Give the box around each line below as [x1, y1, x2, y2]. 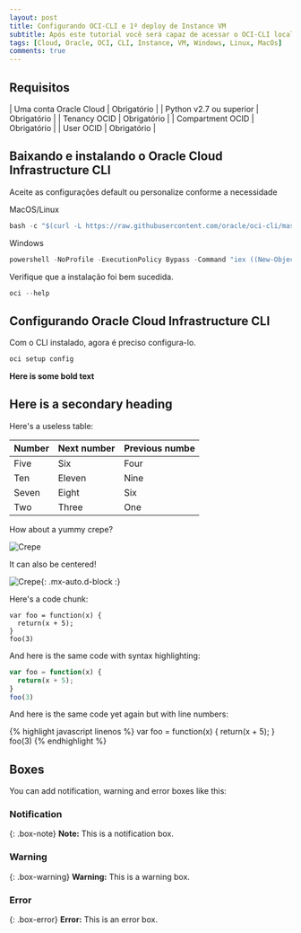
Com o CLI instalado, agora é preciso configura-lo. [9, 338, 197, 348]
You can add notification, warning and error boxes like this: [9, 786, 227, 797]
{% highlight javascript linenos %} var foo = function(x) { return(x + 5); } [9, 726, 276, 737]
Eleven [57, 471, 87, 484]
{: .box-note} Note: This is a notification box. [9, 828, 175, 840]
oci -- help [9, 288, 50, 297]
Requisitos [9, 80, 70, 95]
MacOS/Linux [9, 204, 60, 215]
